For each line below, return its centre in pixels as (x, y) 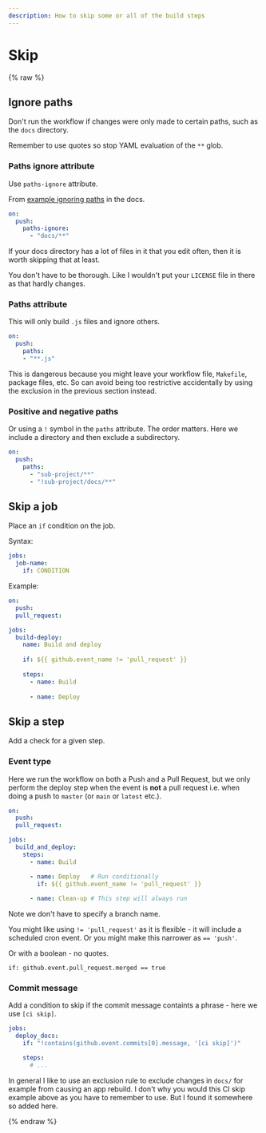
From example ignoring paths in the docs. (77, 199)
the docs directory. (39, 130)
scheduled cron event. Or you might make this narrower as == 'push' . (123, 938)
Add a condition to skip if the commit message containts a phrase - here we (133, 1005)
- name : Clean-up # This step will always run (108, 899)
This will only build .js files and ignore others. (84, 322)
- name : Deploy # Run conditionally (94, 876)
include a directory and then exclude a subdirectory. (94, 438)
